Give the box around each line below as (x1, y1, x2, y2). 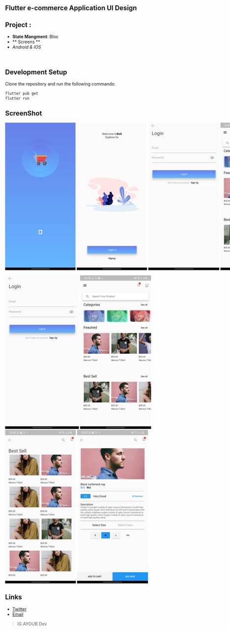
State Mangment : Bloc (12, 34, 59, 40)
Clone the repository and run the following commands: (5, 81, 115, 87)
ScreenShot (5, 109, 42, 117)
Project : (5, 21, 31, 29)
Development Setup (5, 68, 67, 76)
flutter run (5, 96, 29, 101)
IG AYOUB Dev (17, 621, 47, 627)
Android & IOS (12, 44, 41, 50)
